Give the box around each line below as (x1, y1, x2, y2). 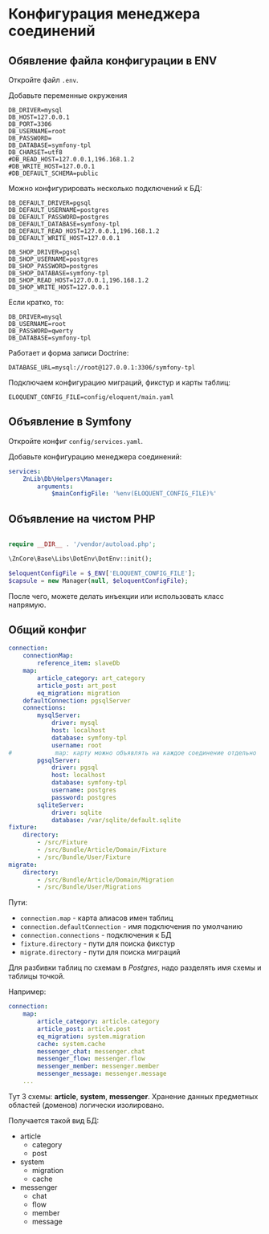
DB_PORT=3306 (8, 120, 52, 128)
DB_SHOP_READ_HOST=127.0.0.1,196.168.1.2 (8, 276, 149, 284)
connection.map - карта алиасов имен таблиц (19, 913, 173, 923)
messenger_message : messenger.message (37, 1069, 167, 1078)
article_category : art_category (37, 674, 146, 682)
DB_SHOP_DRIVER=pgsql (8, 248, 81, 256)
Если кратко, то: (8, 298, 64, 307)
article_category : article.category (37, 1017, 160, 1026)
